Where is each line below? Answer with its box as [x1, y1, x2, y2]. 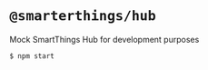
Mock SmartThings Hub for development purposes [9, 34, 200, 45]
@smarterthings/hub [9, 7, 156, 25]
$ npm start [9, 51, 54, 61]
